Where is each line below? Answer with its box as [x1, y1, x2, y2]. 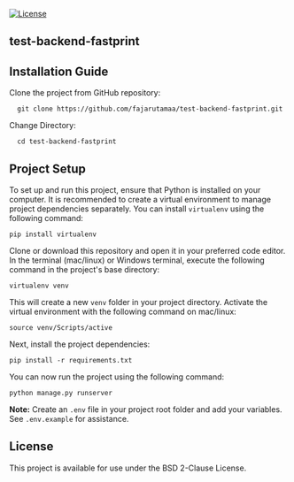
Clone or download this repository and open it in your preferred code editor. [9, 246, 286, 256]
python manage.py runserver [9, 389, 113, 398]
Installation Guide [9, 64, 109, 79]
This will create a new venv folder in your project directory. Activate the [9, 297, 268, 308]
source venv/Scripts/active [9, 324, 113, 333]
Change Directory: [9, 120, 77, 131]
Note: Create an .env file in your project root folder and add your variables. [9, 404, 282, 415]
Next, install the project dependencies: [9, 339, 151, 349]
